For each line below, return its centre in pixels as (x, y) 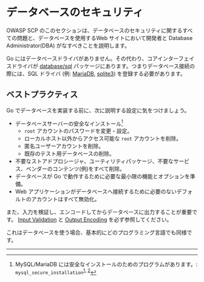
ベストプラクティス (42, 95)
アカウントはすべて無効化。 (66, 199)
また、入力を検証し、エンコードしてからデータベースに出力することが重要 (99, 212)
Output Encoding (86, 220)
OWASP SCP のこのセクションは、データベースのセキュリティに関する (94, 30)
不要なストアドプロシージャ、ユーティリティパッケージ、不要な (94, 161)
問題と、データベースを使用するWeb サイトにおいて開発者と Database (105, 38)
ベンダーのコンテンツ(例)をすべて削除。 (76, 169)
